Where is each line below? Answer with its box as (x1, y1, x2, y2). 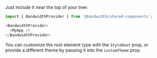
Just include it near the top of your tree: (5, 5, 88, 10)
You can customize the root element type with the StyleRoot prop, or (5, 41, 148, 47)
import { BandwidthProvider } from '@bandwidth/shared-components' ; (5, 14, 153, 19)
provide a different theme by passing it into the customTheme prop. (5, 47, 141, 53)
